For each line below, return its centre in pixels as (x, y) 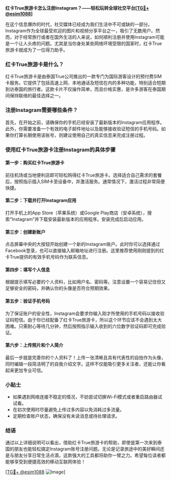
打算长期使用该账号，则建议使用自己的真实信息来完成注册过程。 (81, 135)
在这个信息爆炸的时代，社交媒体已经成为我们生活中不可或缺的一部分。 (79, 24)
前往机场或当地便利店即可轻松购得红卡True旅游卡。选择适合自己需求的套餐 (83, 175)
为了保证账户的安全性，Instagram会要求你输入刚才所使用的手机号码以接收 (83, 313)
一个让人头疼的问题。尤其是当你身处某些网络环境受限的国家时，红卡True (85, 43)
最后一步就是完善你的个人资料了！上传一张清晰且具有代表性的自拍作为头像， (85, 357)
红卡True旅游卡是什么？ (35, 64)
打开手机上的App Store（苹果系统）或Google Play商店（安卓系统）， (76, 213)
